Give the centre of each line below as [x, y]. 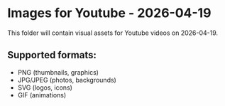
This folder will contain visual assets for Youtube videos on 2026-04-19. [113, 33]
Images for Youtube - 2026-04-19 [109, 13]
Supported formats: [52, 55]
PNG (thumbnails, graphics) [58, 72]
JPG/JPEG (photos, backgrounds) [67, 80]
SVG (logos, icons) [45, 88]
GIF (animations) [42, 95]
